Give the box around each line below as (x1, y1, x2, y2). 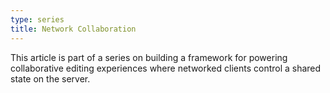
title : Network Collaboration (10, 24, 137, 34)
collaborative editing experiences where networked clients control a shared (10, 62, 322, 74)
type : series (10, 14, 65, 25)
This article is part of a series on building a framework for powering (10, 51, 288, 63)
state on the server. (10, 72, 91, 85)
